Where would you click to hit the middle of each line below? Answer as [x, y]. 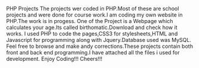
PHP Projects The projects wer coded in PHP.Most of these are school [93, 9]
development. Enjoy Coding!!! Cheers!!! [54, 59]
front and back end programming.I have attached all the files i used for [93, 52]
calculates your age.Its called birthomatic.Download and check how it [92, 27]
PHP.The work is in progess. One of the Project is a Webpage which [90, 21]
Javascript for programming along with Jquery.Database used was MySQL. [99, 40]
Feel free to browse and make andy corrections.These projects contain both [99, 46]
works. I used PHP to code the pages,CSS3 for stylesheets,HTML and [92, 34]
